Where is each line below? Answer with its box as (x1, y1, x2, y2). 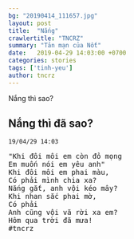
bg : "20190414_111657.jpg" (8, 11, 98, 20)
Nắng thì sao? (8, 93, 54, 103)
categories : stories (8, 57, 77, 65)
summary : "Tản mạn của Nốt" (8, 42, 102, 50)
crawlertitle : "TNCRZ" (8, 34, 84, 43)
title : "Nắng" (8, 26, 59, 34)
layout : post (8, 19, 52, 27)
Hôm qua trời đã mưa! (8, 216, 93, 225)
